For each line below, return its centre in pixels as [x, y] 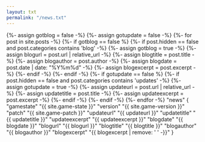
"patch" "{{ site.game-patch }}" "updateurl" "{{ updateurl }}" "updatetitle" [99, 113]
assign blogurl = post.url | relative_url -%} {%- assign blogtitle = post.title [99, 54]
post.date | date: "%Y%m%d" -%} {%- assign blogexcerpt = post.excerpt [99, 67]
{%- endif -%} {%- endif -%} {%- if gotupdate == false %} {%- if [97, 74]
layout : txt [21, 12]
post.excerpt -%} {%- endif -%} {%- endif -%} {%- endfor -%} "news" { [98, 100]
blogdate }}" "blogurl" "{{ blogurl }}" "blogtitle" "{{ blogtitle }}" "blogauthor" [102, 126]
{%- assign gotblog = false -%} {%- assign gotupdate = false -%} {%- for [99, 35]
